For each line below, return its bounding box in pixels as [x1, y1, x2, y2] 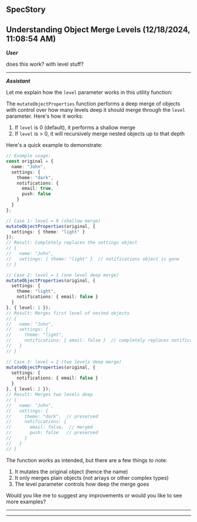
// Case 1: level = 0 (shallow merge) [6, 218, 101, 224]
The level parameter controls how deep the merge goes [14, 480, 150, 487]
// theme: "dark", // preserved [6, 413, 98, 419]
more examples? [6, 498, 46, 505]
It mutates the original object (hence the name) [14, 468, 128, 475]
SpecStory [6, 5, 46, 15]
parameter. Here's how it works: [6, 112, 84, 120]
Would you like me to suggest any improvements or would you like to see [6, 492, 182, 499]
